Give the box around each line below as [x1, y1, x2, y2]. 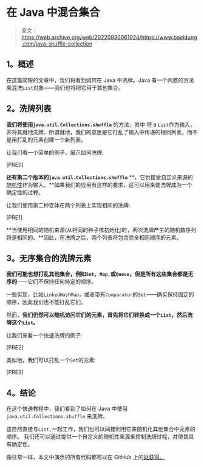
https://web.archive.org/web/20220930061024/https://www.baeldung [21, 33, 197, 41]
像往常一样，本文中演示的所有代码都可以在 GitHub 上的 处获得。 [6, 453, 165, 461]
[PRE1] [6, 214, 23, 221]
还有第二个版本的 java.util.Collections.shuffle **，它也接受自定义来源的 [6, 174, 193, 181]
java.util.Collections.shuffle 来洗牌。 [6, 413, 108, 420]
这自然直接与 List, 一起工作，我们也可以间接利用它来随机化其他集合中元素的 [6, 425, 195, 433]
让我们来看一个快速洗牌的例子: [6, 332, 83, 339]
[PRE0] [6, 161, 24, 168]
